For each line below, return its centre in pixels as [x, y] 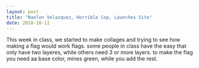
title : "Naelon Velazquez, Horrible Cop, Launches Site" [79, 17]
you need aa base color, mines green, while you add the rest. [82, 59]
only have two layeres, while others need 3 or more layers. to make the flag [99, 52]
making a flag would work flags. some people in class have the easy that [96, 46]
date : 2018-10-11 [28, 23]
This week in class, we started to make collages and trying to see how [93, 40]
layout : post [23, 12]
